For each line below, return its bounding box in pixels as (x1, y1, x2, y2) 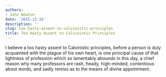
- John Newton (5, 12, 35, 17)
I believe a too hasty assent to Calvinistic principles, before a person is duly (5, 45, 161, 50)
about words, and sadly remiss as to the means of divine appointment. (5, 66, 150, 72)
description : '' (5, 21, 39, 27)
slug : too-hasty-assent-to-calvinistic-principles (5, 26, 113, 31)
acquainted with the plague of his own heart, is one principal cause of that (5, 50, 159, 56)
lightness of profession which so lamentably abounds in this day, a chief (5, 55, 154, 61)
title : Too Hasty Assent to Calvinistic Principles (5, 31, 115, 36)
